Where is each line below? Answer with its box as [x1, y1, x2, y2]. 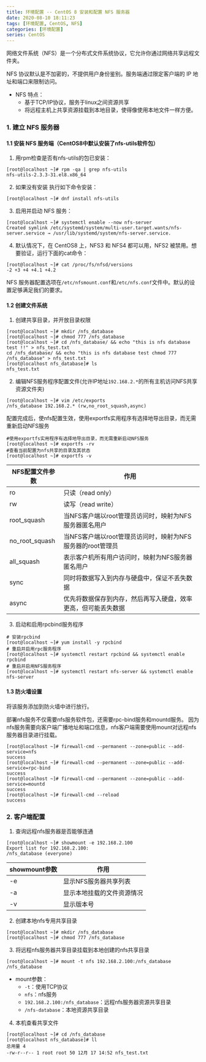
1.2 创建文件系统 [6, 302, 48, 309]
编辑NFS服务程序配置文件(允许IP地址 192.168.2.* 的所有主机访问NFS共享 [15, 378, 197, 385]
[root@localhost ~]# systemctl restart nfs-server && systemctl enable [6, 669, 193, 675]
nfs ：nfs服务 [24, 990, 57, 998]
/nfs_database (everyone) [6, 850, 72, 857]
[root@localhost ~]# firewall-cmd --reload [6, 792, 120, 798]
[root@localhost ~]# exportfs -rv [6, 441, 95, 447]
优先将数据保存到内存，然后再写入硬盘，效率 [63, 595, 193, 603]
